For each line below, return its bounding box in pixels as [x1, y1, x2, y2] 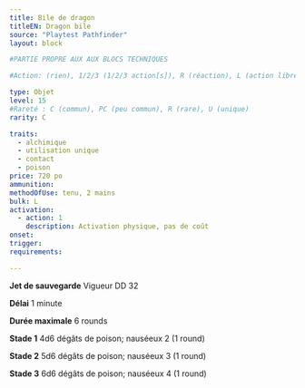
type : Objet [9, 88, 54, 97]
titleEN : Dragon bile [9, 22, 92, 31]
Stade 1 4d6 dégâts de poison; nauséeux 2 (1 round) [9, 333, 206, 344]
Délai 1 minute [9, 297, 63, 308]
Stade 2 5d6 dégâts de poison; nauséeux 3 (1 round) [9, 350, 207, 361]
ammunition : [9, 179, 54, 189]
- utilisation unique [17, 146, 100, 155]
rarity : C [9, 112, 47, 122]
